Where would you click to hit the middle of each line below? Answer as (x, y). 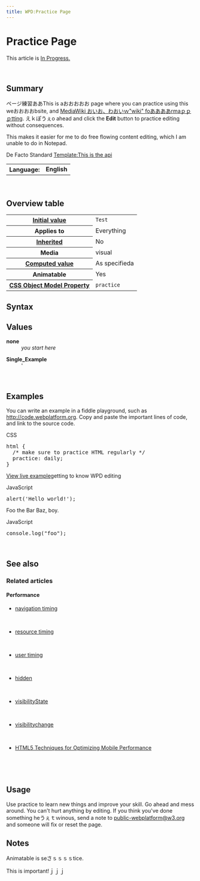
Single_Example (27, 360)
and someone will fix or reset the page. (54, 824)
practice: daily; (38, 458)
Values (19, 327)
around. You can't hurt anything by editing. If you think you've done (89, 810)
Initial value (49, 221)
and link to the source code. (41, 424)
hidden (24, 678)
